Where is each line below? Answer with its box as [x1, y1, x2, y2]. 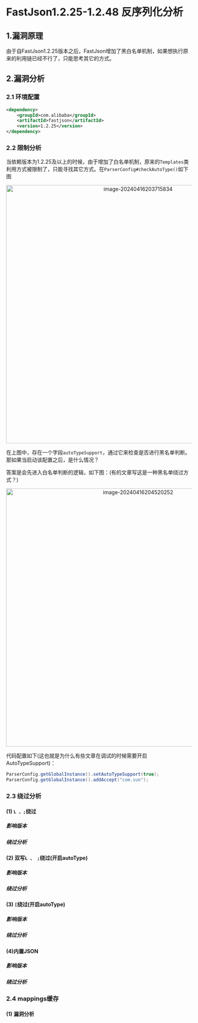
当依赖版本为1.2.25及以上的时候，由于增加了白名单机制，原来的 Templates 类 [6, 158, 189, 165]
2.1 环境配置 [6, 93, 40, 101]
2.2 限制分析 [6, 143, 42, 152]
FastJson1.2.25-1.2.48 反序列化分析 [6, 5, 184, 19]
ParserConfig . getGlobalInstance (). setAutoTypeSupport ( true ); [6, 772, 160, 777]
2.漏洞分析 [6, 74, 45, 84]
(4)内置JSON [6, 947, 38, 955]
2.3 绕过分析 [6, 792, 42, 800]
